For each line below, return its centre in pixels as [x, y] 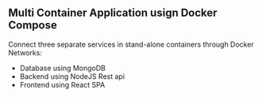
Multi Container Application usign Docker [113, 13]
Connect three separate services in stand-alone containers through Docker [131, 44]
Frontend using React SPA [62, 84]
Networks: [25, 52]
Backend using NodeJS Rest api [72, 76]
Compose [33, 26]
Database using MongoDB [62, 68]
